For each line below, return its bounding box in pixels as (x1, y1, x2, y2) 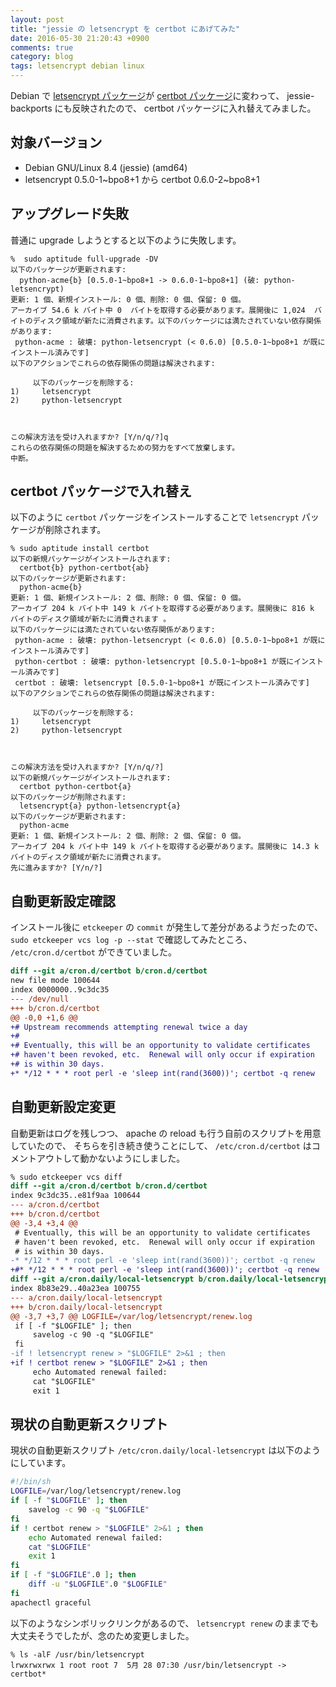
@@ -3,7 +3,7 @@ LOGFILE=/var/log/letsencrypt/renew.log (10, 1311, 253, 1321)
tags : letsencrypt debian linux (10, 61, 145, 71)
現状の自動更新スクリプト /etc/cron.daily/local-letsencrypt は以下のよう (10, 1444, 322, 1456)
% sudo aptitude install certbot (10, 544, 150, 554)
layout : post (10, 14, 65, 25)
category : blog (10, 52, 74, 62)
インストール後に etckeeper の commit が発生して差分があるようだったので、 (10, 921, 323, 933)
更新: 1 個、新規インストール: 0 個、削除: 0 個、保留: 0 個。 (10, 294, 246, 305)
